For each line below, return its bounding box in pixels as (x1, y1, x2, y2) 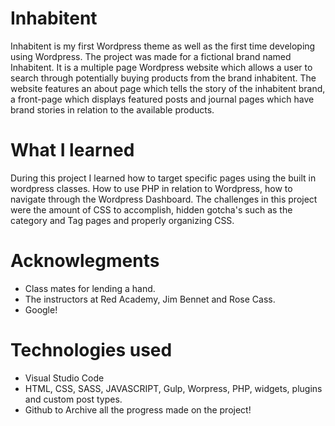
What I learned (10, 139, 135, 162)
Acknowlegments (10, 250, 160, 272)
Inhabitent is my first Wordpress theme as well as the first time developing (10, 40, 316, 52)
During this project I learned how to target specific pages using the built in (10, 172, 317, 184)
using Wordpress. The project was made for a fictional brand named (10, 50, 292, 62)
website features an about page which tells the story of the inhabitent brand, (10, 82, 326, 94)
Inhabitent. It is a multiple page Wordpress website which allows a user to (10, 61, 313, 73)
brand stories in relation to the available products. (10, 103, 215, 116)
